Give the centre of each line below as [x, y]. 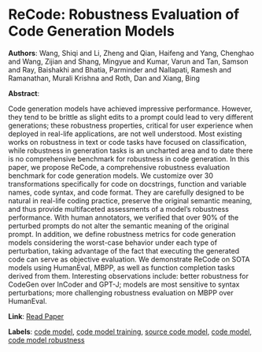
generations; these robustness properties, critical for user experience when [131, 125]
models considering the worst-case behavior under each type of [113, 243]
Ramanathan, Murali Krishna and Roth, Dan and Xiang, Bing [104, 78]
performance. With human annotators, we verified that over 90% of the [124, 217]
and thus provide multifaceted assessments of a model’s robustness [119, 209]
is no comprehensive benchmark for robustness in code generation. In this [129, 158]
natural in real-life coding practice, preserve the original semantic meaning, [130, 200]
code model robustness [46, 339]
